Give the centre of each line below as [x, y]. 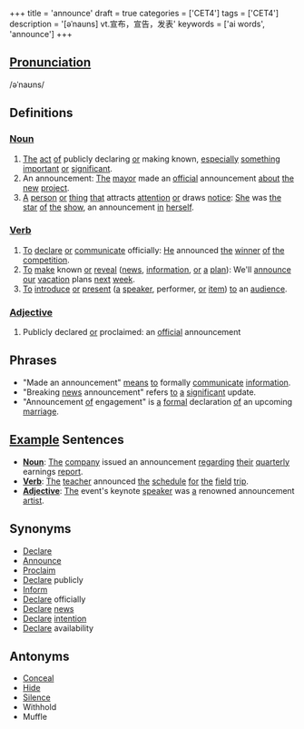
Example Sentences [67, 440]
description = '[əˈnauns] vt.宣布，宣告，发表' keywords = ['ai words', [137, 24]
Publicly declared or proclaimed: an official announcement [132, 332]
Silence [37, 697]
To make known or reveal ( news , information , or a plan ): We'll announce [157, 269]
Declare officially [54, 599]
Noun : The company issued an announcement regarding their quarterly [156, 461]
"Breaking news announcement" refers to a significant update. [139, 392]
